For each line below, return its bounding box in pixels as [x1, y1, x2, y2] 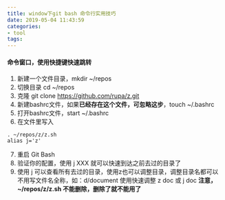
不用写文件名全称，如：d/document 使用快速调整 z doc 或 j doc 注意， [17, 177, 217, 185]
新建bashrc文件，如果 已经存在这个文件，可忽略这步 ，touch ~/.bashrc [17, 101, 215, 109]
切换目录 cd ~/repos [17, 83, 75, 92]
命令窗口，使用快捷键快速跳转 [7, 58, 92, 66]
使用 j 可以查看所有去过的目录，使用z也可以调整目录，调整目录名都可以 [17, 168, 219, 176]
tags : [7, 36, 23, 43]
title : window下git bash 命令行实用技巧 [7, 10, 116, 17]
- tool [7, 29, 26, 37]
